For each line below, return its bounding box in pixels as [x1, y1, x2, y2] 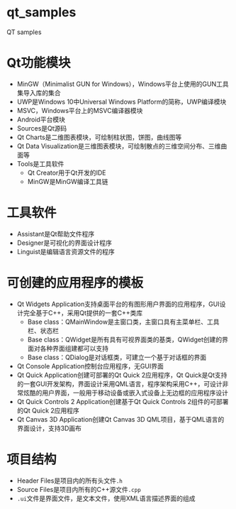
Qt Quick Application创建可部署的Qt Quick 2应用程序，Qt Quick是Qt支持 [16, 371, 227, 379]
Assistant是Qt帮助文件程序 [16, 229, 95, 238]
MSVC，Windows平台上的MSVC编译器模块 [16, 106, 143, 114]
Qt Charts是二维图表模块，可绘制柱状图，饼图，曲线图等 [16, 133, 182, 141]
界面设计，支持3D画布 [16, 424, 82, 432]
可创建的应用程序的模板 [6, 275, 144, 291]
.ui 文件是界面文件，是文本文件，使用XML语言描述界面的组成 [16, 494, 196, 503]
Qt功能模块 [6, 55, 72, 71]
